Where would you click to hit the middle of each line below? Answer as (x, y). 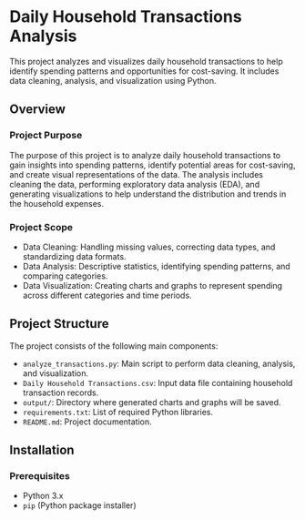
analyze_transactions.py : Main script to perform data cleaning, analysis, (159, 363)
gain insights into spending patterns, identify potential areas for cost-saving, (152, 165)
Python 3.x (43, 496)
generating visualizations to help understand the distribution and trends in (148, 194)
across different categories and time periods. (107, 295)
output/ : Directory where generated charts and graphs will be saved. (152, 402)
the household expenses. (57, 203)
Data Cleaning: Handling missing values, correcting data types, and (149, 247)
